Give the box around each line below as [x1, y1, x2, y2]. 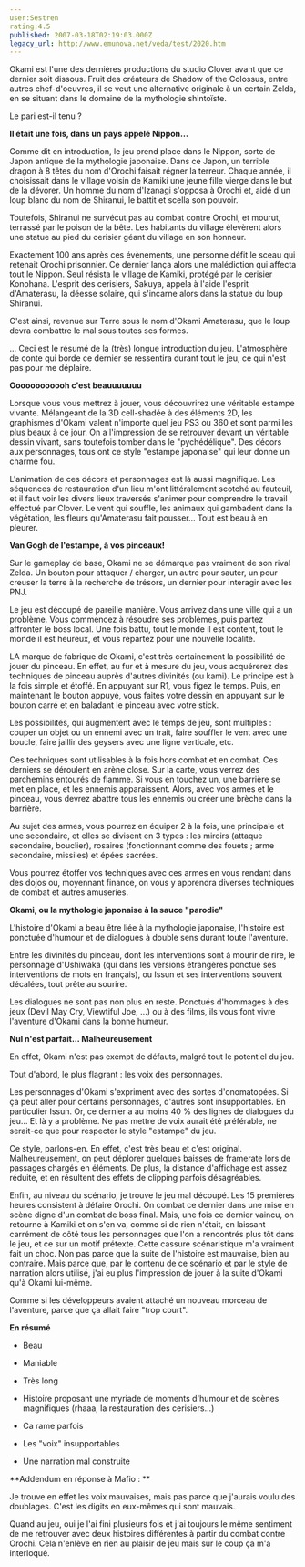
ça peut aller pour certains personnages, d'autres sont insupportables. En [9, 1097, 287, 1108]
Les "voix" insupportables [22, 1438, 120, 1449]
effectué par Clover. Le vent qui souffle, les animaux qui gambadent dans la [9, 503, 293, 514]
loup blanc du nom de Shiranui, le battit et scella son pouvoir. [9, 195, 239, 205]
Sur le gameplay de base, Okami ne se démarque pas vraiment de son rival [9, 558, 291, 569]
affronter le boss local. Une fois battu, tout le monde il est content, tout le [9, 624, 284, 635]
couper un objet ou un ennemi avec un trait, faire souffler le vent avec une [9, 727, 288, 738]
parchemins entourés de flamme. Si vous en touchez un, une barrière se [9, 773, 280, 785]
